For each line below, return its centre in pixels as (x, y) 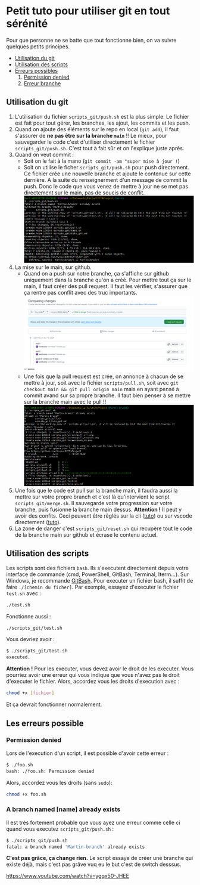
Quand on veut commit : (44, 154)
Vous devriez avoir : (30, 639)
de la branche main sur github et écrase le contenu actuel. (86, 534)
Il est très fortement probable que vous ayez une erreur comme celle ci (93, 822)
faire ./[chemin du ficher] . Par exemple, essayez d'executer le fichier (93, 587)
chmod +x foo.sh (26, 794)
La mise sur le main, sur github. (53, 267)
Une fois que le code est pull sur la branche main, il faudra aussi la (96, 490)
